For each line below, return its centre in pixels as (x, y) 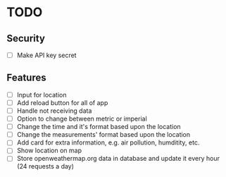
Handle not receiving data (54, 111)
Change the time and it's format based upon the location (99, 127)
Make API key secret (46, 55)
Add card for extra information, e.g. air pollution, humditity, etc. (108, 142)
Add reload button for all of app (62, 102)
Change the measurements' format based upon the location (103, 135)
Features (26, 78)
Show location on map (49, 151)
